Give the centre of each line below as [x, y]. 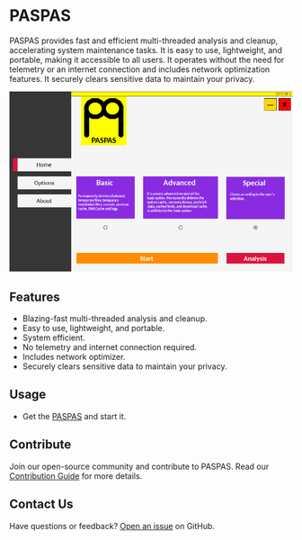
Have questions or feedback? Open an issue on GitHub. [112, 526]
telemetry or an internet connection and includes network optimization [140, 69]
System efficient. [53, 337]
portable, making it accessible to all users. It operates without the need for [147, 59]
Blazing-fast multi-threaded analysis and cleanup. [115, 319]
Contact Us [41, 504]
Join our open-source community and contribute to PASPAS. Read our [139, 466]
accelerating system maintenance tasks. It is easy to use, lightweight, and [146, 49]
